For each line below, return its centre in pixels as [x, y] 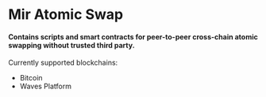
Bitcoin [31, 78]
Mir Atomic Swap [66, 15]
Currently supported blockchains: [63, 63]
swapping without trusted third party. [71, 45]
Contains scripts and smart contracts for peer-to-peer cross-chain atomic [133, 36]
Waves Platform [45, 86]
